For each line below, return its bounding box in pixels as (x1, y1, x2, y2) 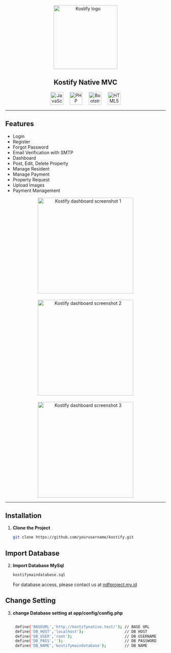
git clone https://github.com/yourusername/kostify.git (12, 535, 134, 540)
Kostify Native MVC (53, 78, 118, 87)
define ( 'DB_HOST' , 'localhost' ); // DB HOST (15, 629, 148, 634)
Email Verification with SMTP (12, 149, 74, 155)
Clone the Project (12, 525, 50, 531)
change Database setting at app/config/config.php (12, 610, 123, 616)
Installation (5, 512, 42, 520)
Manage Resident (12, 165, 50, 172)
